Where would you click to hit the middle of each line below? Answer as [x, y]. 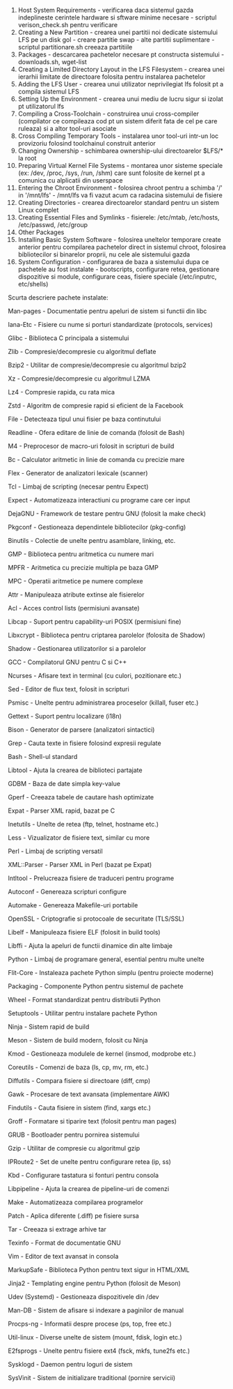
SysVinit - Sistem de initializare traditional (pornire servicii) [92, 1378]
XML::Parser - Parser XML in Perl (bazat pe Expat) [80, 865]
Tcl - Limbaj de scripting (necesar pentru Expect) [78, 486]
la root [27, 158]
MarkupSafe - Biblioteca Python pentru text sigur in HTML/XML [99, 1270]
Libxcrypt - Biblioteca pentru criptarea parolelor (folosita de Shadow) [107, 635]
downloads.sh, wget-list [53, 62]
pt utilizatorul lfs [41, 106]
